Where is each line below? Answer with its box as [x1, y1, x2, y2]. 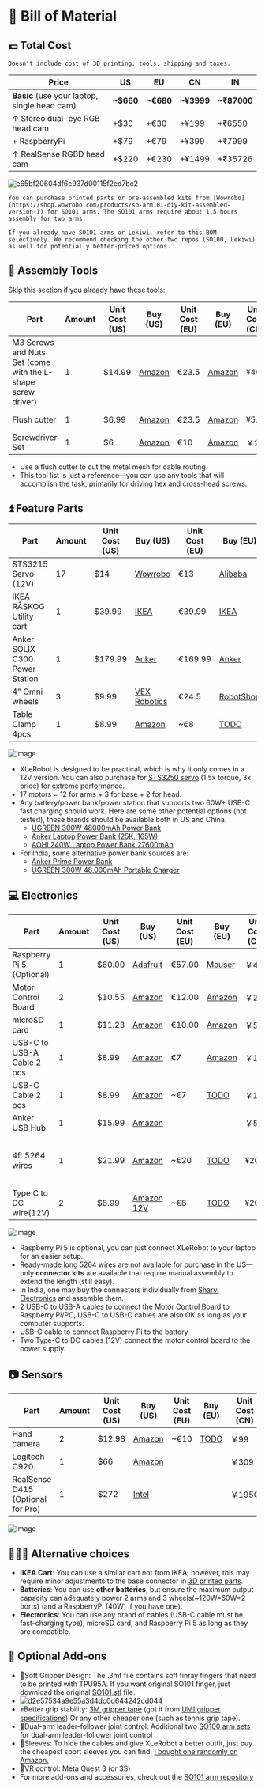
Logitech [12, 1451, 45, 1462]
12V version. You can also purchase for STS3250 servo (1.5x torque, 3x [19, 772, 252, 782]
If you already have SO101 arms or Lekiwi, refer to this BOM [8, 229, 217, 237]
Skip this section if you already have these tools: [8, 285, 166, 294]
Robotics [134, 696, 168, 707]
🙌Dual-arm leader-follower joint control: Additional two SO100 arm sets [19, 1721, 251, 1731]
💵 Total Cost [8, 39, 72, 52]
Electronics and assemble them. [19, 1294, 124, 1303]
